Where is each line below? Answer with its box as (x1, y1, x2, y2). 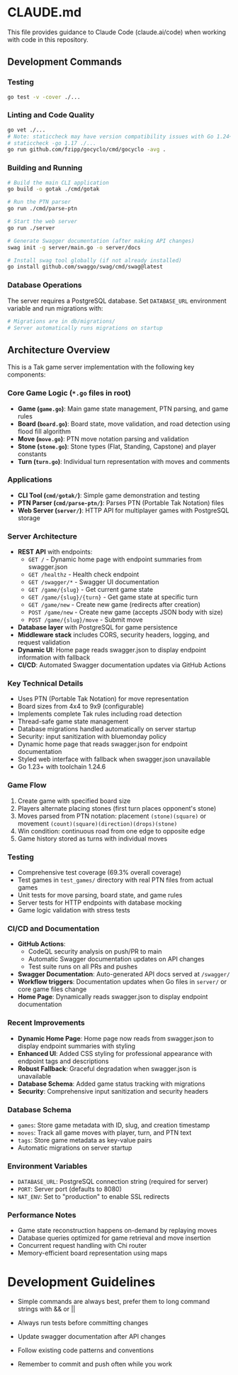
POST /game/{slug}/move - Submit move (28, 615, 143, 624)
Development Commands (7, 56, 123, 68)
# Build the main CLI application (7, 179, 110, 186)
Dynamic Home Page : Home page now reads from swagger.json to (17, 1034, 214, 1042)
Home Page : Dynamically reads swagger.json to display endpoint (17, 993, 208, 1001)
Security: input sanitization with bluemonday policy (17, 733, 167, 741)
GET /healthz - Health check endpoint (28, 570, 140, 579)
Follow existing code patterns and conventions (17, 1346, 154, 1354)
